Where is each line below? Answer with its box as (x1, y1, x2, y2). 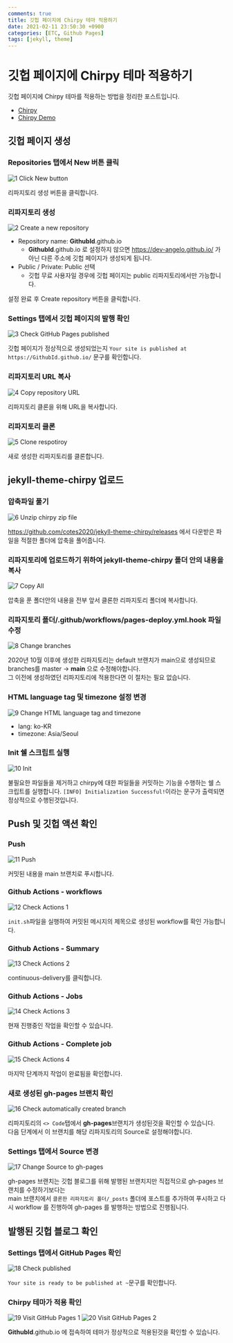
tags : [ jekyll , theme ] (8, 36, 73, 43)
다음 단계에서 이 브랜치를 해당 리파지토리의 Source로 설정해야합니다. (8, 1127, 193, 1136)
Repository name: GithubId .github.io (17, 237, 122, 246)
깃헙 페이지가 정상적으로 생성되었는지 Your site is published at (8, 344, 187, 352)
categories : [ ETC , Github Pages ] (8, 29, 104, 37)
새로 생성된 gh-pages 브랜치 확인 (8, 1088, 113, 1098)
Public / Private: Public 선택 (17, 263, 95, 271)
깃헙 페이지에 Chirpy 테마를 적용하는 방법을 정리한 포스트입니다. (8, 92, 180, 101)
